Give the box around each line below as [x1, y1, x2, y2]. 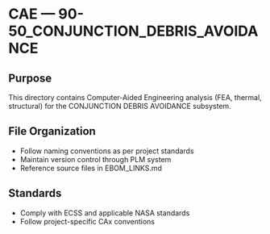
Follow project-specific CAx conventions [19, 216, 156, 226]
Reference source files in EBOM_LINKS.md [19, 163, 163, 173]
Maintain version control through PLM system [19, 154, 172, 164]
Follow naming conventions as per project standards [19, 146, 195, 156]
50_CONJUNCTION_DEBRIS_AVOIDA [8, 22, 259, 40]
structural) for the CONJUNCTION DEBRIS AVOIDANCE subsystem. [8, 102, 231, 111]
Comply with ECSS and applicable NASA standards [19, 207, 190, 218]
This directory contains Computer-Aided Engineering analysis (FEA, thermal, [8, 93, 262, 102]
